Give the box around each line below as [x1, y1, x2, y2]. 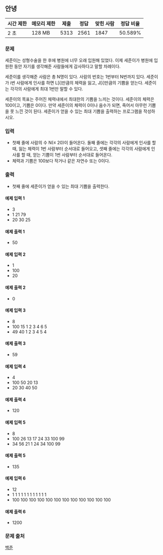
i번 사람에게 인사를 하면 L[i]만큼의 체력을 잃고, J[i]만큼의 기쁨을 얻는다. [10, 80, 144, 86]
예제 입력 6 [5, 475, 26, 481]
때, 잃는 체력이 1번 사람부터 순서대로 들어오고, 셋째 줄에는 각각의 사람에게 [12, 146, 150, 152]
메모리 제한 [31, 20, 56, 27]
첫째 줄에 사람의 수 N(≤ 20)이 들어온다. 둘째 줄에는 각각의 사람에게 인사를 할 [12, 140, 156, 146]
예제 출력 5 [5, 452, 26, 458]
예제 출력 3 [5, 341, 26, 347]
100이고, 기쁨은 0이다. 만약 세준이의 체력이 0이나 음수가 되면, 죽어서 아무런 [5, 103, 147, 108]
